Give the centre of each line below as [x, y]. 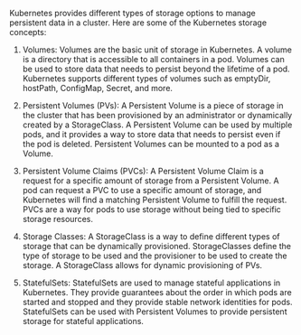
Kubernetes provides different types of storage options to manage [132, 13]
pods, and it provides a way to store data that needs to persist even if [151, 134]
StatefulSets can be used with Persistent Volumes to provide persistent [155, 312]
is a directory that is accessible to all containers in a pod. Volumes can [153, 59]
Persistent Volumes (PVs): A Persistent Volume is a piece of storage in [153, 106]
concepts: [28, 32]
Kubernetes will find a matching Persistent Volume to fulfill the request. [155, 200]
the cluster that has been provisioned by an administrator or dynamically [157, 115]
